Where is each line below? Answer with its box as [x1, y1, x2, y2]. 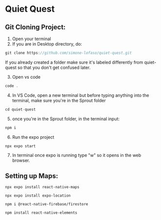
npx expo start [5, 143, 36, 149]
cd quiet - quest [5, 107, 36, 112]
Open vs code [12, 74, 40, 80]
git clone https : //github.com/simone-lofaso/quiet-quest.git [5, 50, 132, 55]
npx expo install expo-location [5, 193, 71, 198]
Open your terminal [12, 36, 51, 42]
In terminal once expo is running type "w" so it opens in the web [12, 153, 141, 158]
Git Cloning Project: [5, 23, 66, 31]
